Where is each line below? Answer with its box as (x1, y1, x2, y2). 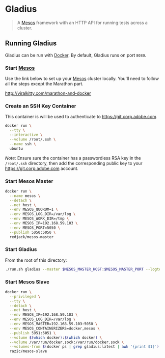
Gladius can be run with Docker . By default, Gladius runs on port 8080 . (5, 52, 146, 58)
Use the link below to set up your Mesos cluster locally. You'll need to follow (5, 76, 159, 82)
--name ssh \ (9, 141, 36, 146)
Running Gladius (5, 39, 57, 48)
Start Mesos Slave (5, 278, 50, 285)
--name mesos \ (9, 193, 41, 198)
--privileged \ (9, 294, 41, 299)
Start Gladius (5, 246, 37, 253)
